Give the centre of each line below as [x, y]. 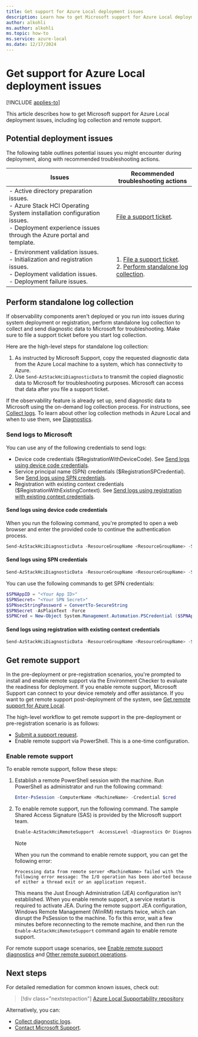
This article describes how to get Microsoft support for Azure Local [88, 114]
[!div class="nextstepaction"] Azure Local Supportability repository [102, 999]
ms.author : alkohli [30, 28]
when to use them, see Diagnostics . [49, 419]
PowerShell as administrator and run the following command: [89, 787]
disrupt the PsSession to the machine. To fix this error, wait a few [93, 918]
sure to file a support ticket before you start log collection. [77, 335]
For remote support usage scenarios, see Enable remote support [85, 948]
